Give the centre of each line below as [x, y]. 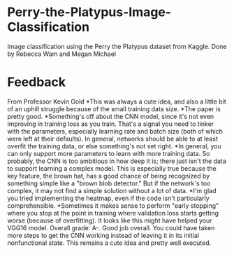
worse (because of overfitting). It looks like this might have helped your [110, 220]
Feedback [37, 82]
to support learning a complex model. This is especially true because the [112, 168]
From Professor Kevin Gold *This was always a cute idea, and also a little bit [117, 101]
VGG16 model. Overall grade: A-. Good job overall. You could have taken [111, 227]
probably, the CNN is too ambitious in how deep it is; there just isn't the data [117, 161]
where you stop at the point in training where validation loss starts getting [113, 213]
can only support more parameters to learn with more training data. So [109, 153]
